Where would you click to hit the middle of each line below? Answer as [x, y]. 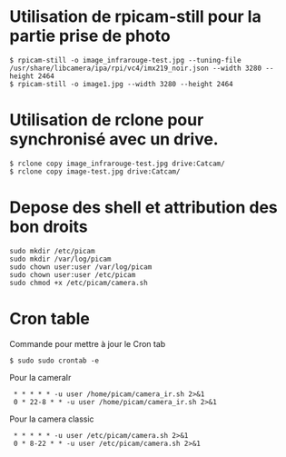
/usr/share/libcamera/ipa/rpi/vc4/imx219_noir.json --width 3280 [135, 68]
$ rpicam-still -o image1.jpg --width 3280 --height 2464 [121, 84]
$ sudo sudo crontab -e [54, 361]
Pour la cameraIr [40, 377]
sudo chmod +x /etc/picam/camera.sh [79, 283]
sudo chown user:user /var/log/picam [81, 267]
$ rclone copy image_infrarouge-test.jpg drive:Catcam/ [117, 164]
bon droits [49, 227]
